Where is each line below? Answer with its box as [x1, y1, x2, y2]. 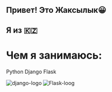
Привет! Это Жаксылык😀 [6, 5, 107, 15]
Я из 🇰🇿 [6, 25, 38, 35]
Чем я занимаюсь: [6, 49, 102, 62]
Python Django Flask [6, 68, 57, 75]
